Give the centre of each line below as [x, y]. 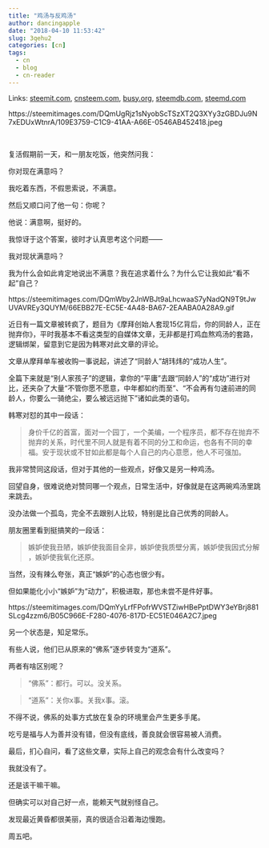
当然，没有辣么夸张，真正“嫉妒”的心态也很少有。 [89, 574]
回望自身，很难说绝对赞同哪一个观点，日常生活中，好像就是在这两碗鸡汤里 [131, 486]
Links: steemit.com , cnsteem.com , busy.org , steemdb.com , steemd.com [127, 98]
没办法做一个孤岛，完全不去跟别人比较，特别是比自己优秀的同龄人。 [120, 513]
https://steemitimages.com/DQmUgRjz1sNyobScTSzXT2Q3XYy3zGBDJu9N [133, 114]
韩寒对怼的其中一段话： [47, 415]
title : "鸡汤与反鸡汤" [42, 16]
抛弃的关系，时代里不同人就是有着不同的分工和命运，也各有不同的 [137, 442]
